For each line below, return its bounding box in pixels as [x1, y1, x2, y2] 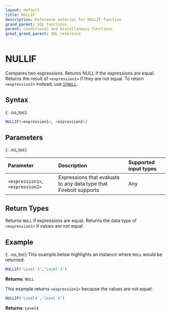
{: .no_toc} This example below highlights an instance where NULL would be [5, 251, 163, 258]
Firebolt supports [58, 187, 99, 194]
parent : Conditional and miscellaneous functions [5, 27, 113, 32]
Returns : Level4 [5, 305, 39, 311]
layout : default [5, 7, 40, 13]
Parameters [5, 133, 43, 142]
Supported [128, 159, 155, 166]
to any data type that [58, 180, 108, 187]
